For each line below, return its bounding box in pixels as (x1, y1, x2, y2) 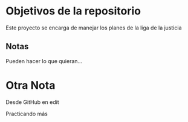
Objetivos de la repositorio (5, 4, 141, 18)
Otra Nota (5, 78, 56, 92)
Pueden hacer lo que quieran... (5, 57, 83, 64)
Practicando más (5, 110, 48, 117)
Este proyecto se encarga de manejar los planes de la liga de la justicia (5, 24, 182, 31)
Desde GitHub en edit (5, 98, 60, 106)
